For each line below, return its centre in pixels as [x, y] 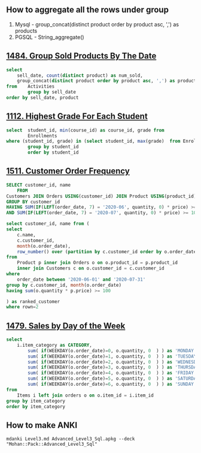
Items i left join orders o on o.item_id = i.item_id [85, 395]
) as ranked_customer [33, 301]
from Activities [31, 86]
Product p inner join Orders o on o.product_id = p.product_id [98, 263]
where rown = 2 [22, 307]
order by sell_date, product [42, 98]
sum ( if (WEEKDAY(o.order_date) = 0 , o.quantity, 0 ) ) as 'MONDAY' [112, 350]
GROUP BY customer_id [33, 202]
